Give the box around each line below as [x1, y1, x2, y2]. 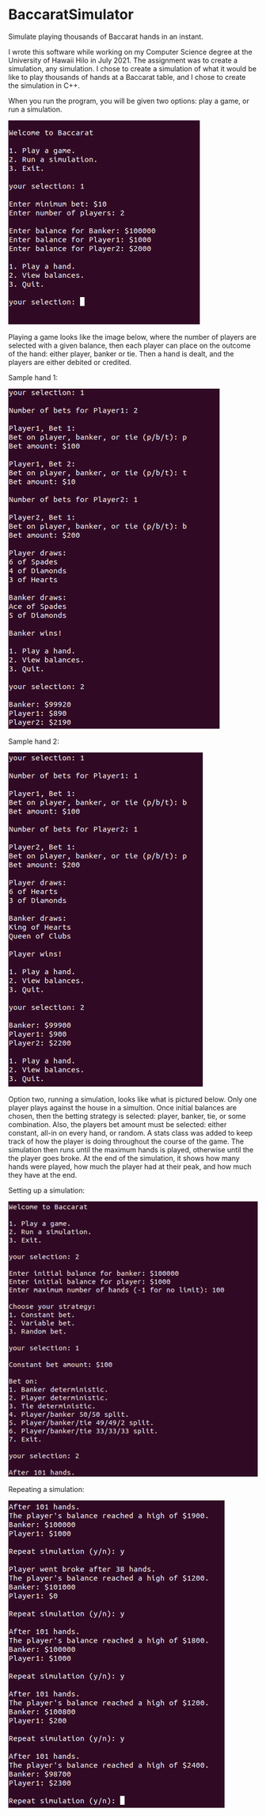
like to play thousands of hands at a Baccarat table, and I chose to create [8, 72, 246, 82]
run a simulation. [8, 105, 63, 114]
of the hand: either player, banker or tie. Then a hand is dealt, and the [8, 348, 234, 358]
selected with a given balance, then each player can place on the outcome [8, 341, 251, 350]
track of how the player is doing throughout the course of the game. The [8, 1136, 244, 1146]
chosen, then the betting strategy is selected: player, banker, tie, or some [8, 1111, 247, 1121]
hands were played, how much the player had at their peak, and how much [8, 1162, 252, 1171]
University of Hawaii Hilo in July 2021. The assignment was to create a [8, 55, 238, 65]
